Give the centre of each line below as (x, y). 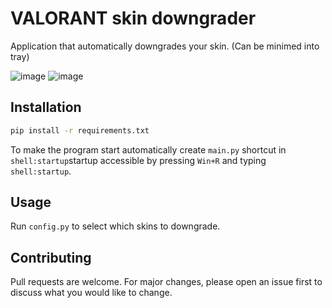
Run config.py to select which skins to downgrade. (115, 226)
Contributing (51, 257)
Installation (46, 107)
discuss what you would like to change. (91, 293)
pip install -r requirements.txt (80, 130)
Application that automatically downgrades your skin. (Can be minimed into (165, 46)
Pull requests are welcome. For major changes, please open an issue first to (166, 282)
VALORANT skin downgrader (133, 18)
